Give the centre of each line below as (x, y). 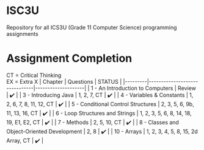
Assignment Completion (69, 59)
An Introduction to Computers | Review (148, 88)
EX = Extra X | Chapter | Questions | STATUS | (64, 81)
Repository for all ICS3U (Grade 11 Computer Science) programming (92, 27)
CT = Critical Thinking (34, 75)
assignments (22, 33)
